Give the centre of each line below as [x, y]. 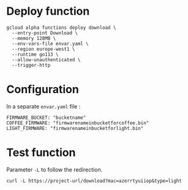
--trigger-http [31, 65]
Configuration [43, 89]
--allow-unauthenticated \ [46, 59]
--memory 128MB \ [34, 38]
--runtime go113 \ [36, 54]
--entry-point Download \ [45, 33]
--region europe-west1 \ [43, 49]
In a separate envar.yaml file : [43, 106]
